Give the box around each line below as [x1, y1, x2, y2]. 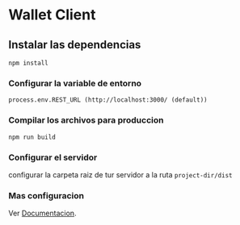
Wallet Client [8, 6, 96, 24]
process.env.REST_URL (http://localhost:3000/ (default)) [8, 96, 208, 104]
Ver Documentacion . [8, 208, 77, 219]
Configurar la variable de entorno [8, 77, 142, 89]
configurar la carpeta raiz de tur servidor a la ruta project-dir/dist [8, 169, 233, 179]
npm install [8, 59, 48, 67]
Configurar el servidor [8, 152, 98, 163]
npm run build [8, 133, 57, 141]
